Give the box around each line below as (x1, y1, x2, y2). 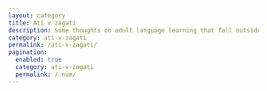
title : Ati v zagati (8, 19, 77, 27)
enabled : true (15, 56, 62, 64)
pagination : (8, 48, 48, 56)
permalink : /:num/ (15, 70, 77, 78)
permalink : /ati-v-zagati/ (8, 41, 98, 49)
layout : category (8, 11, 66, 20)
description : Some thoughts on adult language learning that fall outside (8, 26, 261, 34)
